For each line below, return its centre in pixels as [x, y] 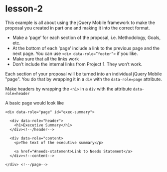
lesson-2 [24, 9]
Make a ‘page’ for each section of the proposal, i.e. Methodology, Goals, [86, 37]
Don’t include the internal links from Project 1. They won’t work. [77, 64]
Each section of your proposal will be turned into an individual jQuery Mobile [83, 73]
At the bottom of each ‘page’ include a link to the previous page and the [86, 48]
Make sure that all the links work [46, 58]
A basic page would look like [35, 102]
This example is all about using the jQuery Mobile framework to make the [80, 22]
